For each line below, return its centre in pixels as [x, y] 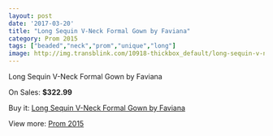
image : [19, 53]
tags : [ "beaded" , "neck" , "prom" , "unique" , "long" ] [92, 46]
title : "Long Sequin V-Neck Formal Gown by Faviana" [100, 31]
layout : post [30, 16]
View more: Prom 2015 [46, 123]
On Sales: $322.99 [41, 92]
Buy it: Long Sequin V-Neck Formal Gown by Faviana [97, 108]
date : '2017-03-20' [41, 23]
